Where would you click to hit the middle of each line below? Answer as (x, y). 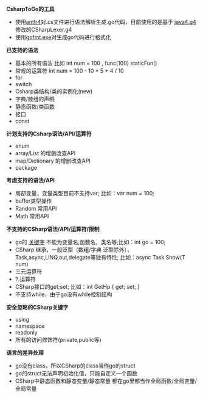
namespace (30, 326)
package (26, 168)
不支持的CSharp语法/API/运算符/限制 (53, 229)
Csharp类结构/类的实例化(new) (54, 91)
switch (23, 84)
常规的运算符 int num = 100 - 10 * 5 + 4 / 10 (69, 71)
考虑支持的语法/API (30, 180)
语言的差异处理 (25, 353)
